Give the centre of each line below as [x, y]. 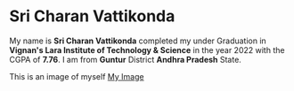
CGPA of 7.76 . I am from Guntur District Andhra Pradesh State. [126, 59]
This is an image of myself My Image [77, 76]
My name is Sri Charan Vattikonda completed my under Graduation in [138, 41]
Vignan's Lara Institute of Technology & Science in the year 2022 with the [147, 49]
